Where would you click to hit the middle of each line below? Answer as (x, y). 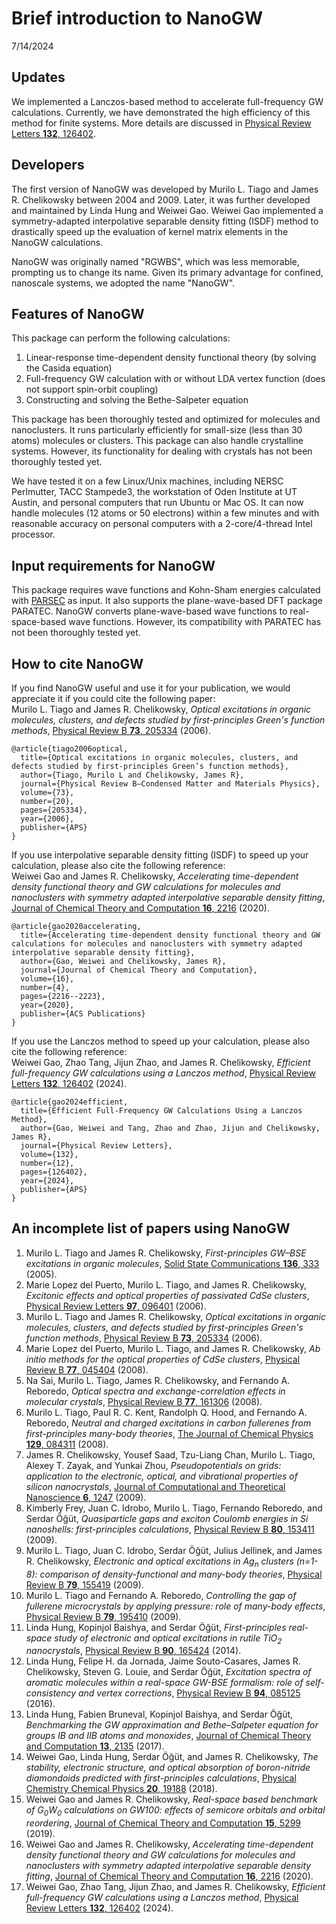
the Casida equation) (69, 368)
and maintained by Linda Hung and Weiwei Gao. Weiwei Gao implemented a (167, 210)
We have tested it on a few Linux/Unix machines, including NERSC (147, 481)
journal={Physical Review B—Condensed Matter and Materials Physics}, (170, 784)
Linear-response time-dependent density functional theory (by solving (171, 358)
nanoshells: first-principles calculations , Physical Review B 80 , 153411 (170, 1529)
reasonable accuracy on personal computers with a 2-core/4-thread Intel (162, 524)
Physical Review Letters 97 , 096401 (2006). (116, 1306)
